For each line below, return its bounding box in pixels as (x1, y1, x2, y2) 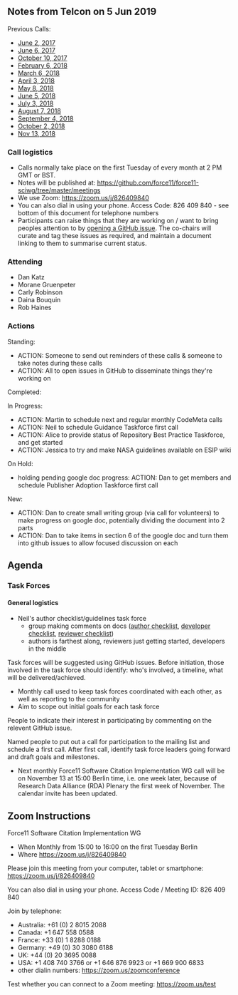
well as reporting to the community (17, 695, 120, 703)
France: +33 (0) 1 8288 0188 (17, 936, 102, 944)
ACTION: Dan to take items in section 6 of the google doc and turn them (17, 531, 229, 540)
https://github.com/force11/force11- (97, 178, 199, 187)
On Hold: (7, 459, 33, 468)
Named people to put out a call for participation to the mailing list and (7, 738, 210, 746)
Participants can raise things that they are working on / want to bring (17, 217, 219, 225)
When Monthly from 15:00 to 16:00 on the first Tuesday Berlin (17, 842, 198, 851)
